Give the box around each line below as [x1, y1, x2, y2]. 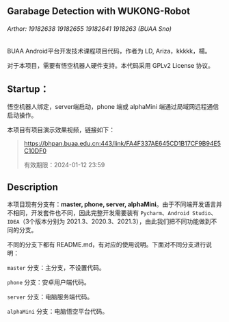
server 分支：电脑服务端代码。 [7, 293, 94, 301]
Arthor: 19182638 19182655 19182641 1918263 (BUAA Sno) [7, 24, 172, 33]
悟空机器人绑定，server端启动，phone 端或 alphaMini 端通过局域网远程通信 [7, 103, 219, 111]
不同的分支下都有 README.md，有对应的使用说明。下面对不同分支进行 [7, 240, 206, 249]
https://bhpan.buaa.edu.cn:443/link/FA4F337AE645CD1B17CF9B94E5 [23, 140, 221, 148]
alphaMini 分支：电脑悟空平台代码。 [7, 308, 109, 316]
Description [7, 181, 58, 193]
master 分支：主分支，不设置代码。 [7, 264, 105, 272]
